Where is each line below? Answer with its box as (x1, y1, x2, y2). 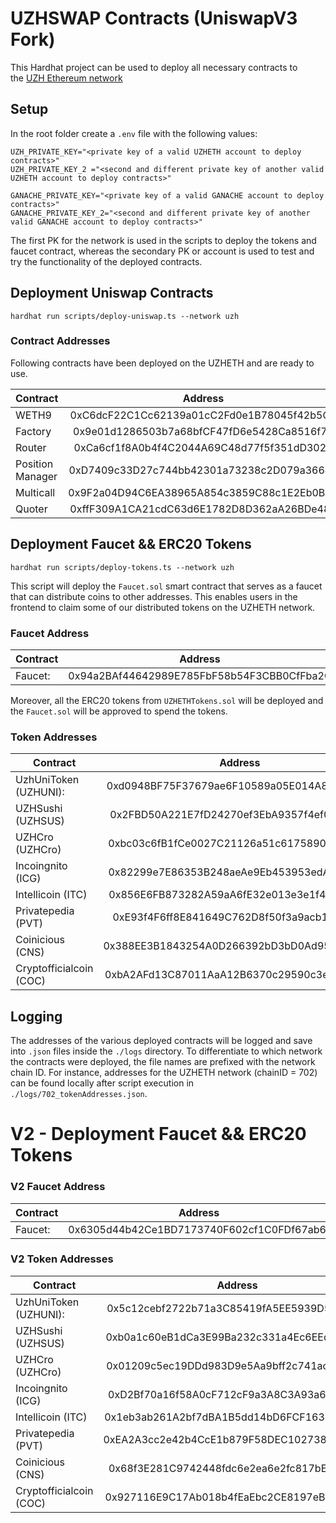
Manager (15, 469, 58, 483)
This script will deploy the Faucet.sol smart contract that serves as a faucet (10, 580, 323, 592)
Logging (10, 1008, 63, 1025)
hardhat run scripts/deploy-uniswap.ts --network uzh (10, 311, 240, 321)
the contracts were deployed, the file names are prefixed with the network (10, 1056, 316, 1068)
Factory (15, 424, 52, 438)
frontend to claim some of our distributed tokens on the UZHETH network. (10, 601, 316, 613)
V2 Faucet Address (10, 1180, 106, 1194)
